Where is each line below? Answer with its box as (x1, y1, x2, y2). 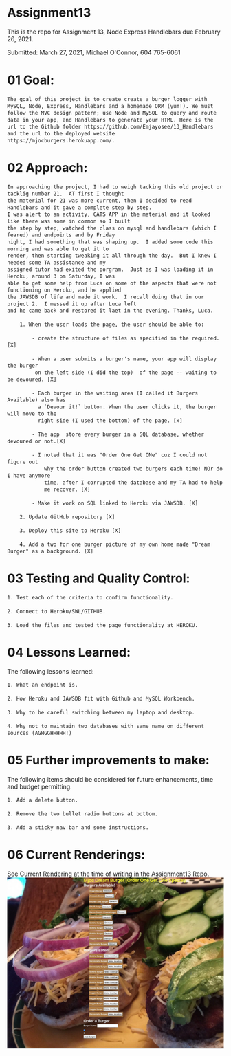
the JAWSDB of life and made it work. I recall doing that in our (7, 294, 205, 300)
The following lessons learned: (7, 667, 94, 675)
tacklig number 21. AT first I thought (7, 190, 125, 197)
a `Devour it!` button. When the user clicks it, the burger (37, 404, 217, 410)
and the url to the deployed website (7, 130, 115, 137)
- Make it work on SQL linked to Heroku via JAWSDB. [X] (32, 500, 198, 507)
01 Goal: (7, 72, 55, 88)
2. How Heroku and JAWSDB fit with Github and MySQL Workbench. (7, 695, 195, 702)
